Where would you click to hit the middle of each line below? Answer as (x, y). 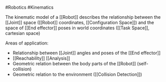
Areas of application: (27, 43)
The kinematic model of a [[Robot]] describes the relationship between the (83, 17)
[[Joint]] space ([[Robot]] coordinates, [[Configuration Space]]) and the (80, 23)
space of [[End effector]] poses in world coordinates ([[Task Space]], (77, 28)
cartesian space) (23, 33)
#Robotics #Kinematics (30, 7)
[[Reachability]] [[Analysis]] (41, 58)
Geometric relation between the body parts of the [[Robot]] (74, 64)
